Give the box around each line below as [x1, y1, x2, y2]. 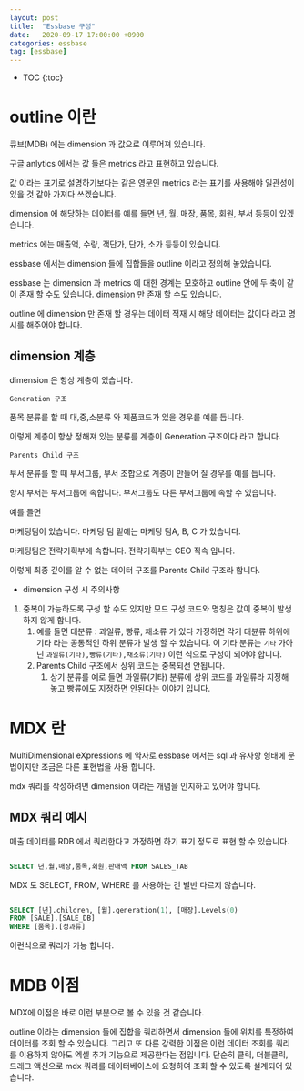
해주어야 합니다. [25, 319, 83, 330]
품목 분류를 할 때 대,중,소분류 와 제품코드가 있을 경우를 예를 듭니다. [9, 411, 245, 422]
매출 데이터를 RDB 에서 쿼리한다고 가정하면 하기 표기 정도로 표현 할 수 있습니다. [9, 835, 289, 846]
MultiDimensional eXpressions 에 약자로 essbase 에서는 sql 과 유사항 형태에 [9, 750, 286, 761]
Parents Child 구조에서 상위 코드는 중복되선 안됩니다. [35, 660, 226, 671]
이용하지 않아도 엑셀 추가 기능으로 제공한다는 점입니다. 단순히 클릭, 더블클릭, [18, 1049, 289, 1060]
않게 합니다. [39, 614, 82, 625]
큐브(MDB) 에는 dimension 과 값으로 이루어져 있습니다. [9, 138, 206, 150]
